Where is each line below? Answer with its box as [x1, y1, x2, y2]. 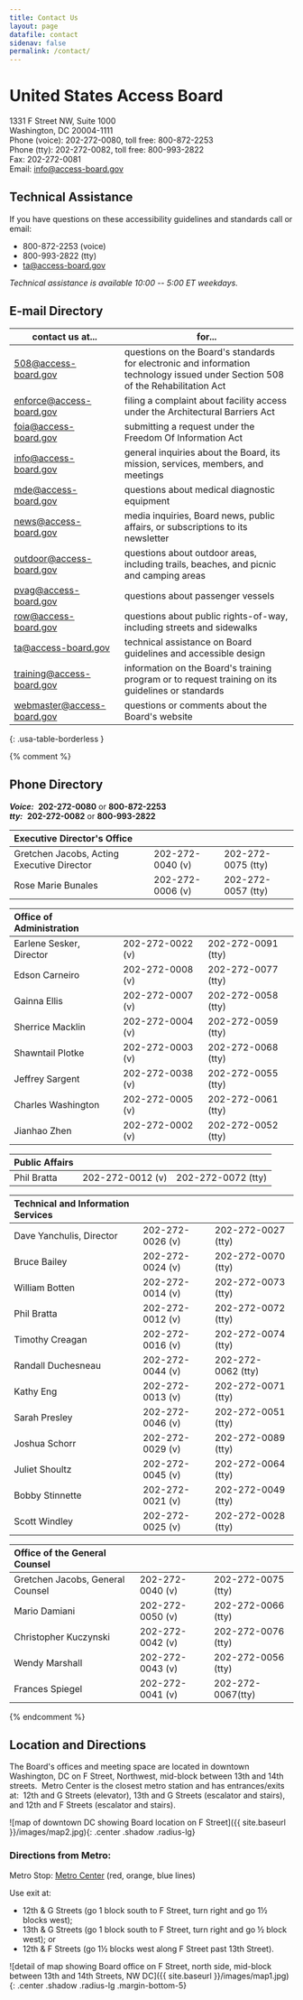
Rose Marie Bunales [14, 879, 98, 891]
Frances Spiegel [14, 1682, 83, 1695]
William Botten [14, 1281, 75, 1294]
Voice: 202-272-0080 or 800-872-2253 [9, 801, 167, 812]
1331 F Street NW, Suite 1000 [9, 116, 116, 126]
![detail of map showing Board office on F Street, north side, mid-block [9, 1960, 272, 1971]
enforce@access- [14, 394, 92, 406]
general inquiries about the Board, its [124, 446, 281, 459]
